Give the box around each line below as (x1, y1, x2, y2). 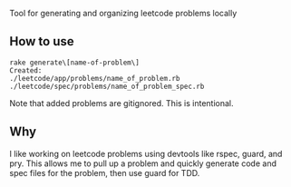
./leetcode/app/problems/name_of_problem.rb (9, 74, 180, 83)
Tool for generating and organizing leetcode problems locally (9, 8, 238, 18)
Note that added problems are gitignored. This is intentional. (9, 97, 234, 108)
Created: (9, 65, 43, 75)
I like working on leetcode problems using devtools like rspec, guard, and (9, 148, 283, 159)
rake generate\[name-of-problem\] (9, 58, 141, 67)
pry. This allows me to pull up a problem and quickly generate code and (9, 158, 276, 169)
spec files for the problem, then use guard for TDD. (9, 167, 200, 178)
